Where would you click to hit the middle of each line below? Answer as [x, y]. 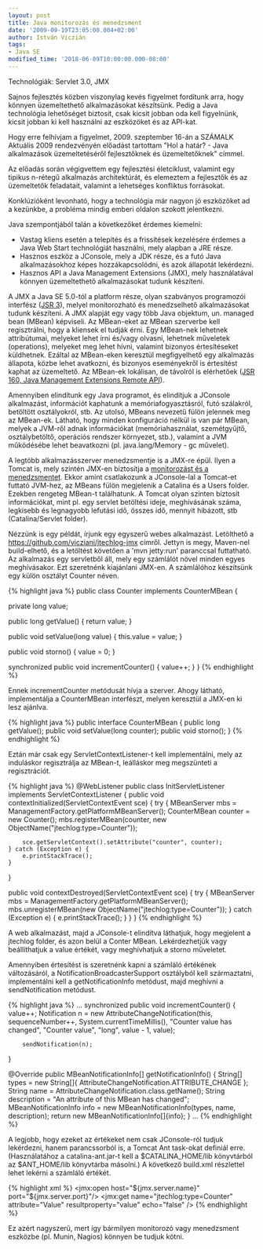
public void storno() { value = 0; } [62, 652]
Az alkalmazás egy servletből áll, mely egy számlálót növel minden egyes [127, 559]
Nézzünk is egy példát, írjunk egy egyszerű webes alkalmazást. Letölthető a [131, 534]
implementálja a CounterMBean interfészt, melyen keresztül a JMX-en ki [125, 699]
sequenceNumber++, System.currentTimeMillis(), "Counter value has [120, 1021]
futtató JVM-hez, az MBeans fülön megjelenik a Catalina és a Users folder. [129, 485]
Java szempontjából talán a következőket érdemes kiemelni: [105, 224]
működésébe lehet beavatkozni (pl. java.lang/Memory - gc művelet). [119, 445]
